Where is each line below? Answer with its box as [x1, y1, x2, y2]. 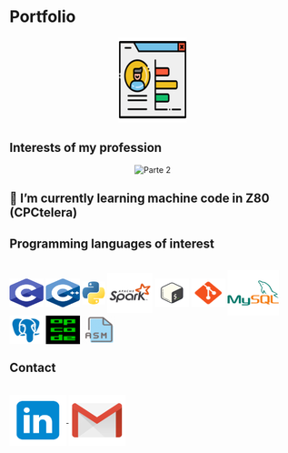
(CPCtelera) [9, 205, 78, 220]
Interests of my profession [9, 140, 162, 156]
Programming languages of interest [9, 236, 215, 251]
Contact [9, 360, 56, 376]
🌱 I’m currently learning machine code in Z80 [9, 191, 270, 206]
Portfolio [9, 6, 76, 27]
